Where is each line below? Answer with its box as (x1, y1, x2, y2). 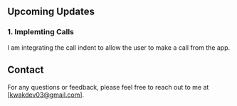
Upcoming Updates (7, 6, 95, 18)
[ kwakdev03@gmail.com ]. (7, 90, 85, 99)
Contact (7, 64, 44, 76)
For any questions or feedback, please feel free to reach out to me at (7, 83, 209, 91)
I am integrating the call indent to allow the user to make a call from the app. (7, 43, 231, 52)
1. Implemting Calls (7, 27, 75, 37)
